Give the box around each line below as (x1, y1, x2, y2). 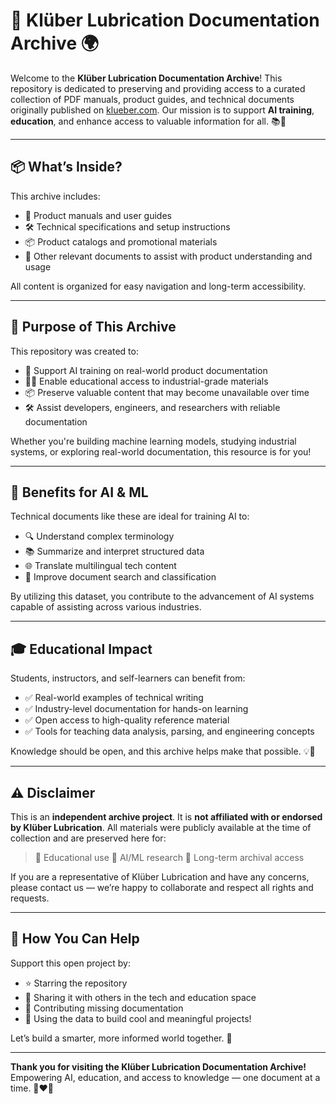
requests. (10, 892, 50, 904)
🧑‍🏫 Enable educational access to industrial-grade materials (24, 375, 269, 387)
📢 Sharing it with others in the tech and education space (24, 991, 257, 1003)
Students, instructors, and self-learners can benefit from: (10, 672, 246, 684)
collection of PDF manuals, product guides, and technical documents (10, 93, 295, 105)
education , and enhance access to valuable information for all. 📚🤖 (10, 115, 287, 127)
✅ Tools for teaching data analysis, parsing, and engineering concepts (24, 725, 315, 738)
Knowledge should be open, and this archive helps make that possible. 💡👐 (10, 745, 316, 758)
